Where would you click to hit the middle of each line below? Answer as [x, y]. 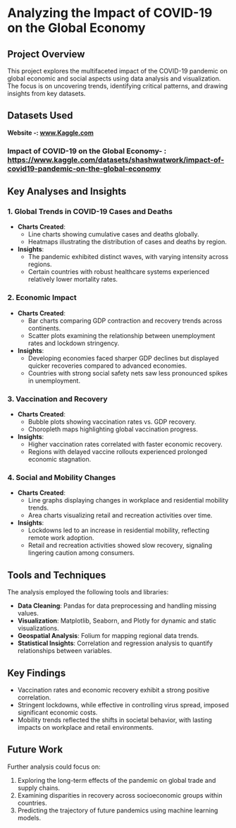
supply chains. [39, 788]
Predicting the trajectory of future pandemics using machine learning [118, 810]
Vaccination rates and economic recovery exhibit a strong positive [113, 690]
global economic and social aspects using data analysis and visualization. [114, 78]
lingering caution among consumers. [81, 553]
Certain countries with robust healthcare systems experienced [119, 272]
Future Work [35, 750]
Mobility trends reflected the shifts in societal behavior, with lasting [115, 720]
